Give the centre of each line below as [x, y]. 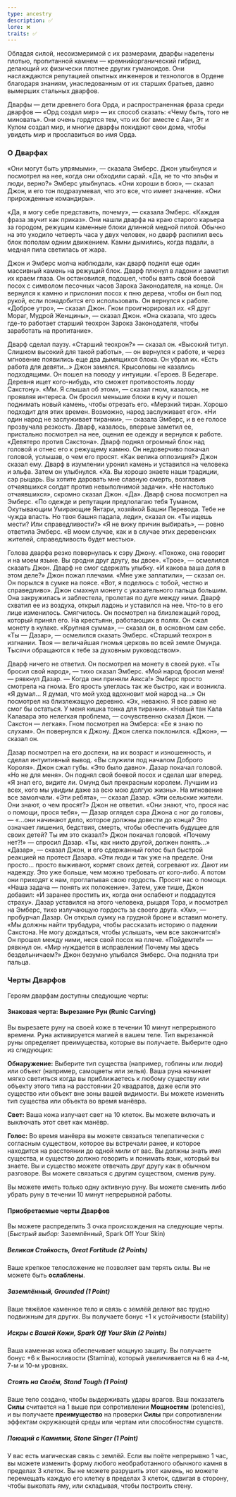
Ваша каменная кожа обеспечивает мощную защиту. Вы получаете [109, 1350]
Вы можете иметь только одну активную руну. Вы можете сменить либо [117, 1187]
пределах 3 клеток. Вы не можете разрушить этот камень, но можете [113, 1471]
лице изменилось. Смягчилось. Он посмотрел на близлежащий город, [114, 612]
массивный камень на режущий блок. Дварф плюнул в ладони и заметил [118, 270]
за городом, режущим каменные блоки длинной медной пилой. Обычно [117, 227]
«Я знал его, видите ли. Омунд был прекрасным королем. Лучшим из [112, 782]
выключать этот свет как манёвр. [58, 1123]
